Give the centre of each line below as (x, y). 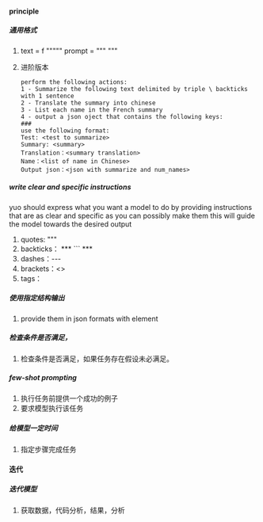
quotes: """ (39, 239)
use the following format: (65, 131)
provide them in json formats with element (89, 318)
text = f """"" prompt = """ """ (69, 51)
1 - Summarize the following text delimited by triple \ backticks (134, 89)
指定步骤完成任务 (48, 450)
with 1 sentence (47, 96)
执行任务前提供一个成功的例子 (69, 398)
